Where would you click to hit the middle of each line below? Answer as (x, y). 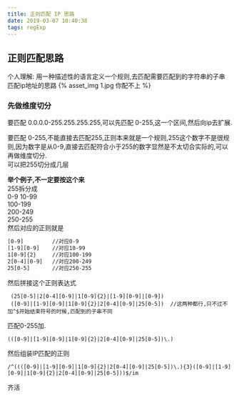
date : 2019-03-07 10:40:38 (47, 21)
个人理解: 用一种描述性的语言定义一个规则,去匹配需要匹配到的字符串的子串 (117, 76)
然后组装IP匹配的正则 (39, 353)
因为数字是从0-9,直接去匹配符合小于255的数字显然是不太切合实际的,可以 (122, 146)
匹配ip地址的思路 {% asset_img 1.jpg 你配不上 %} (79, 86)
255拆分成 (22, 189)
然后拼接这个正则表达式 (42, 282)
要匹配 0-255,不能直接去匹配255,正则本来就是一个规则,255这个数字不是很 (115, 138)
